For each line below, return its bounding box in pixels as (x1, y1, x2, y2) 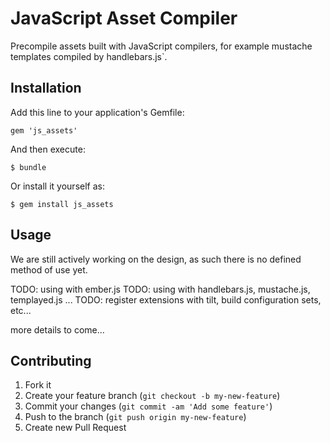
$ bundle (10, 162, 47, 172)
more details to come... (10, 323, 105, 336)
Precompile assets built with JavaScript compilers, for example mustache (10, 40, 313, 52)
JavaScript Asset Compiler (10, 7, 238, 30)
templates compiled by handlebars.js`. (10, 50, 168, 62)
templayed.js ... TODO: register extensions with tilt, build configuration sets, (10, 293, 322, 306)
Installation (10, 80, 82, 97)
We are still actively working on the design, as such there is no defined (10, 253, 302, 265)
